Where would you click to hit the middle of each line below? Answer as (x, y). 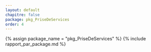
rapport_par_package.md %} (36, 44)
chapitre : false (22, 15)
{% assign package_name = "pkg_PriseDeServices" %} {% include (76, 39)
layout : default (22, 10)
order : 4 (15, 24)
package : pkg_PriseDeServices (37, 19)
